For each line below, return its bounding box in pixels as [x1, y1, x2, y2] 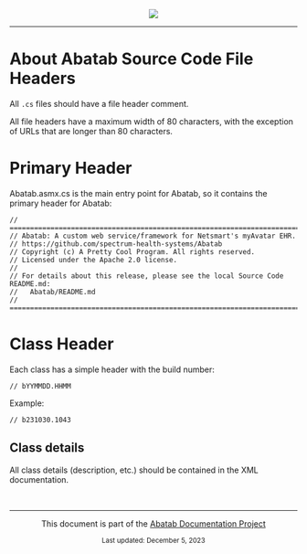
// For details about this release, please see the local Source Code [9, 271, 284, 281]
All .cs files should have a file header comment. [9, 98, 189, 109]
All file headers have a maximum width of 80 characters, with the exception [9, 115, 294, 127]
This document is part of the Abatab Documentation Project [40, 517, 267, 529]
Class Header [9, 334, 114, 355]
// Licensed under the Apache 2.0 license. [9, 255, 178, 264]
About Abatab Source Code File [9, 48, 254, 69]
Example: [9, 398, 45, 409]
